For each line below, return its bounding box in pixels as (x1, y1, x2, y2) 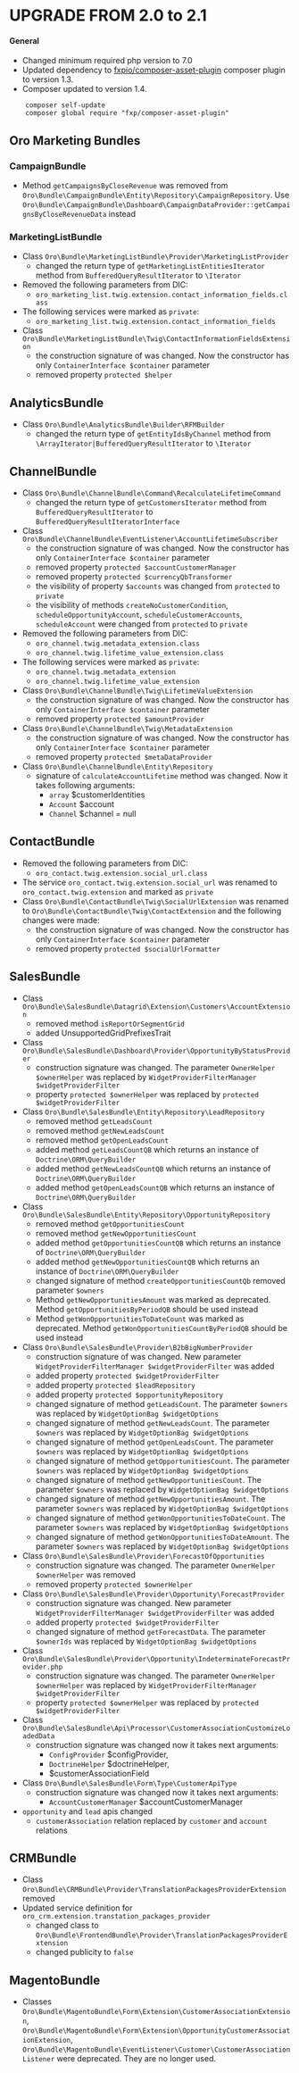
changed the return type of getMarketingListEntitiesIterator (35, 261, 265, 271)
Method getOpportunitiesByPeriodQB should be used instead (35, 1303, 259, 1314)
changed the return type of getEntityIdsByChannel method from (35, 429, 271, 439)
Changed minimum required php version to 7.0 (21, 55, 194, 66)
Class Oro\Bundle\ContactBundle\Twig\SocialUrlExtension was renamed (21, 895, 289, 906)
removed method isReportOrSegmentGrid (35, 1018, 185, 1028)
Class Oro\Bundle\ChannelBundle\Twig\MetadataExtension (21, 723, 234, 733)
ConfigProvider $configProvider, (48, 1749, 169, 1760)
